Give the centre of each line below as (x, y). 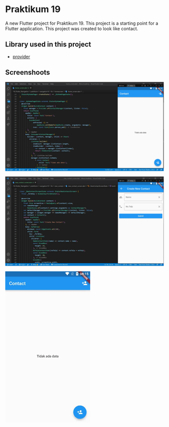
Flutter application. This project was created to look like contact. (72, 28)
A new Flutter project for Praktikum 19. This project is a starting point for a (82, 23)
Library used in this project (48, 45)
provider (21, 56)
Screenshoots (28, 72)
